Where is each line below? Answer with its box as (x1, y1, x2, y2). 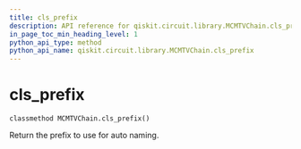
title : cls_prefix (9, 12, 78, 22)
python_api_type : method (9, 37, 102, 47)
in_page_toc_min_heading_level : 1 (9, 29, 139, 38)
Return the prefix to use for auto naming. (9, 130, 159, 141)
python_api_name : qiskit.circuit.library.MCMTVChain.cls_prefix (9, 46, 254, 55)
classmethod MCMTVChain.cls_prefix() (9, 114, 150, 123)
